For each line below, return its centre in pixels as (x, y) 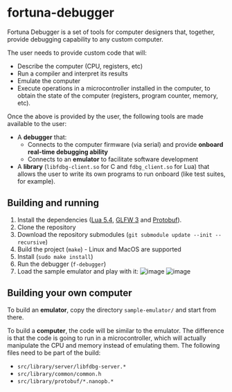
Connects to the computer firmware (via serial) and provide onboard (125, 144)
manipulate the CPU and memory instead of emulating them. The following (114, 345)
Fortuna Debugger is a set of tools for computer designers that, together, (111, 32)
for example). (36, 181)
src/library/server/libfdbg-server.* (72, 366)
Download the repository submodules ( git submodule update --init (115, 234)
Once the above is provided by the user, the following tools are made (105, 116)
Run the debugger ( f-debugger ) (62, 264)
